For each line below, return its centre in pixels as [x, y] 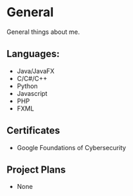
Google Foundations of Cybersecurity [71, 147]
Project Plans [36, 170]
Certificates [33, 131]
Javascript [32, 93]
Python [27, 86]
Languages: [33, 54]
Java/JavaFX [36, 71]
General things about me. [43, 32]
